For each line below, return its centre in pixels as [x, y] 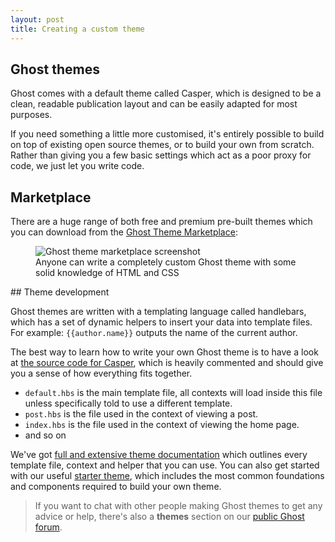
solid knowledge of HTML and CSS [107, 273]
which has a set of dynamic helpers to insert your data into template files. [161, 322]
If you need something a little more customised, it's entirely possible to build [167, 134]
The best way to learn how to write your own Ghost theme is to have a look [164, 352]
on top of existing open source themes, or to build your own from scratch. [162, 145]
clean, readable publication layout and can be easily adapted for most [154, 104]
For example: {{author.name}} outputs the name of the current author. [154, 333]
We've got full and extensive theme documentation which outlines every [159, 455]
